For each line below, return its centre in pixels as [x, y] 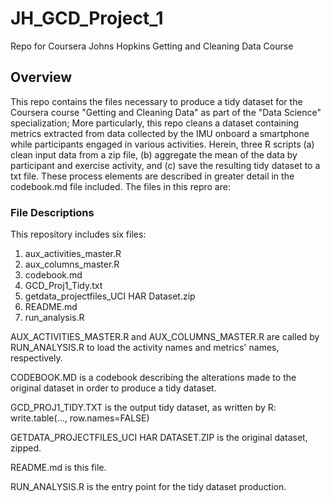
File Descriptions [52, 212]
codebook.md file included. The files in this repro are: [120, 186]
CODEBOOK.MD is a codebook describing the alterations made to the [153, 378]
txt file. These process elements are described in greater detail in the [152, 176]
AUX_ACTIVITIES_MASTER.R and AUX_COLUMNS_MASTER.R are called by [165, 337]
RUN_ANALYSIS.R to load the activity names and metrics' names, [145, 348]
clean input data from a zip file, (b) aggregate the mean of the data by [154, 154]
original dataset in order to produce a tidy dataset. [113, 388]
